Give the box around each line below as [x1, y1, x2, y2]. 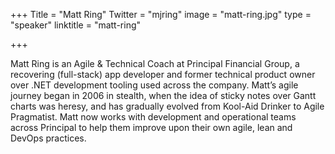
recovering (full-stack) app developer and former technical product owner [10, 69, 316, 80]
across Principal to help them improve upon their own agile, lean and [10, 122, 293, 133]
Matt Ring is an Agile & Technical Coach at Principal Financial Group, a [10, 58, 300, 69]
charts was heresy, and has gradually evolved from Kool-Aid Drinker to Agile [10, 100, 325, 112]
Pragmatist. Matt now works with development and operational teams [10, 111, 297, 123]
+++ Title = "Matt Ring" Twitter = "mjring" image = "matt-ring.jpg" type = [10, 9, 312, 20]
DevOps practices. [10, 132, 87, 144]
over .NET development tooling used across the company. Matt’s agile [10, 79, 299, 91]
